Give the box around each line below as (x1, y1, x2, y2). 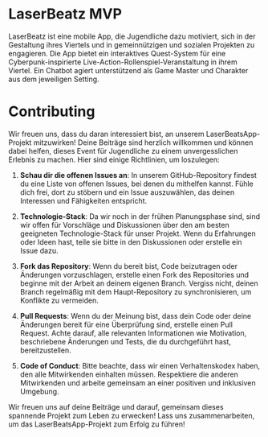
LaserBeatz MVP (8, 5, 123, 23)
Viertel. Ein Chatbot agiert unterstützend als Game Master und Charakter (8, 65, 249, 75)
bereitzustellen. (19, 345, 71, 355)
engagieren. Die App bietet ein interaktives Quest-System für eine (8, 48, 226, 58)
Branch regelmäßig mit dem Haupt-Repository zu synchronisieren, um (19, 287, 252, 296)
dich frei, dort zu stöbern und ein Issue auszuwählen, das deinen (19, 187, 235, 197)
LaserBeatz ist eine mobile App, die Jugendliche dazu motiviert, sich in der (8, 31, 256, 41)
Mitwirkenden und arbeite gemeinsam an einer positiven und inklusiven (19, 377, 256, 387)
